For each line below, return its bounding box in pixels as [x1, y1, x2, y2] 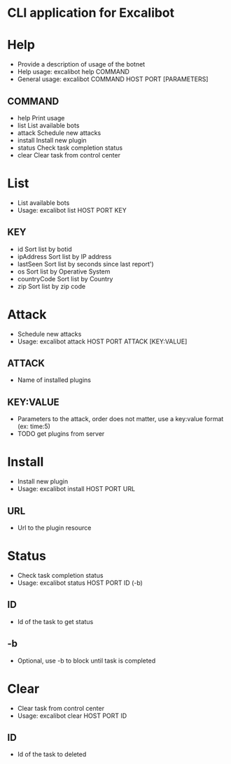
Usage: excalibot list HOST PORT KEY [17, 206, 127, 214]
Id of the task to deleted [17, 750, 87, 758]
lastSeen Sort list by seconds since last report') [17, 260, 154, 268]
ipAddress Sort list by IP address [17, 252, 112, 260]
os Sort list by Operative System [17, 267, 111, 276]
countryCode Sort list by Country [17, 274, 113, 283]
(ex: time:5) [17, 422, 51, 431]
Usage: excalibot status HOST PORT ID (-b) [17, 579, 143, 587]
